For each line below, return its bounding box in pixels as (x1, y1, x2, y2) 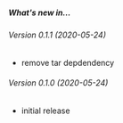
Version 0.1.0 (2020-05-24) (8, 78, 109, 88)
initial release (20, 105, 70, 116)
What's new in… (8, 7, 71, 18)
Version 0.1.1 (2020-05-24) (8, 29, 106, 40)
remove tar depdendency (20, 57, 115, 68)
